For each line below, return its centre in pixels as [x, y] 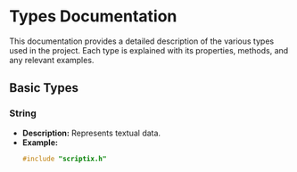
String [23, 113]
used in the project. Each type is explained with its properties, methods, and [149, 50]
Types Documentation [93, 16]
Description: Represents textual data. [91, 133]
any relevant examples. [52, 60]
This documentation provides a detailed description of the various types [142, 41]
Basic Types [44, 88]
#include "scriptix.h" [64, 159]
